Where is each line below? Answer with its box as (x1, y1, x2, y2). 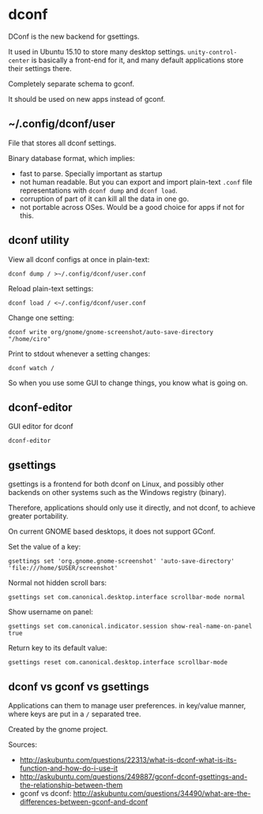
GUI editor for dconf (8, 422, 73, 431)
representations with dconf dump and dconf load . (19, 186, 178, 195)
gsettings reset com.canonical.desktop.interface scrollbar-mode (8, 658, 227, 666)
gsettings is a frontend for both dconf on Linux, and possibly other (8, 479, 224, 489)
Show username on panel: (8, 607, 93, 617)
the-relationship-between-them (19, 780, 123, 790)
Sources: (8, 740, 38, 749)
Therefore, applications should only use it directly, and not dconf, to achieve (8, 503, 256, 512)
